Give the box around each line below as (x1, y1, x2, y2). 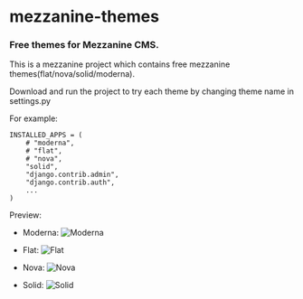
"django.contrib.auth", (25, 178, 116, 187)
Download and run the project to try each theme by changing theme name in (9, 86, 294, 97)
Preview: (9, 210, 43, 220)
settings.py (9, 96, 52, 107)
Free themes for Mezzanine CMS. (9, 39, 160, 51)
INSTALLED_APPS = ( (9, 131, 83, 140)
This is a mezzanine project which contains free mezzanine (9, 59, 231, 70)
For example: (9, 113, 59, 124)
